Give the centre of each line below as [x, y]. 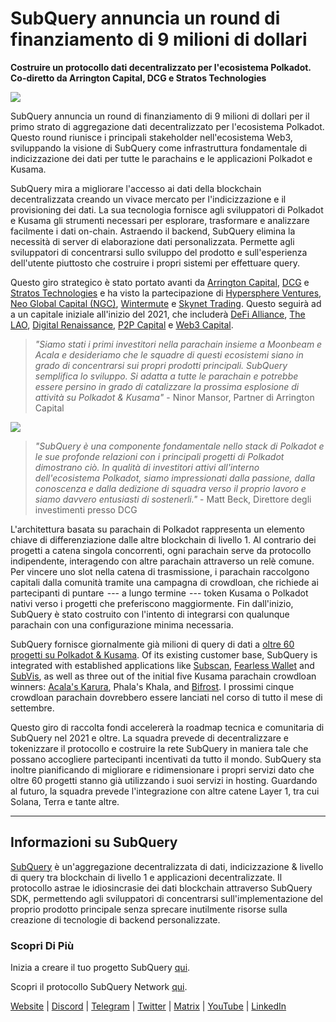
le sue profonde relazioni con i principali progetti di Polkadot [159, 456]
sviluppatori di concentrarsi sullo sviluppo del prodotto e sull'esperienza [159, 252]
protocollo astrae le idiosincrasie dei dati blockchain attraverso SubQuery [161, 888]
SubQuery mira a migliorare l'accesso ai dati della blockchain [136, 188]
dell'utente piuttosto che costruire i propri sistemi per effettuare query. [155, 263]
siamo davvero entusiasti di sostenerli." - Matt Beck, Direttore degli [173, 499]
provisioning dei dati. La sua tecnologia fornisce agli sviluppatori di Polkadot [167, 209]
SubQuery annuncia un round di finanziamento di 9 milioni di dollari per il [160, 116]
